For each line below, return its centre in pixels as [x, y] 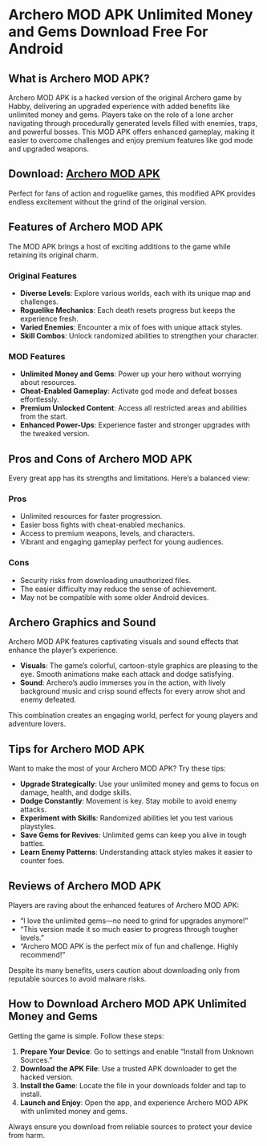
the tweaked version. [55, 434]
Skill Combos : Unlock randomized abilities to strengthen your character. [139, 335]
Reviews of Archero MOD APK [85, 886]
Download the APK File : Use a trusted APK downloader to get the [128, 1068]
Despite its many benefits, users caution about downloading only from [124, 970]
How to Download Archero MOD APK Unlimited [127, 1004]
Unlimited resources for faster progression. [91, 516]
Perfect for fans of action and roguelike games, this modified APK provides [132, 193]
